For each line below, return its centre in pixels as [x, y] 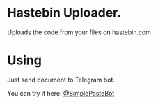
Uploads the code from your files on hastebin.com [79, 32]
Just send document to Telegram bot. [61, 80]
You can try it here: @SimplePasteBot [61, 93]
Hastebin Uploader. [64, 13]
